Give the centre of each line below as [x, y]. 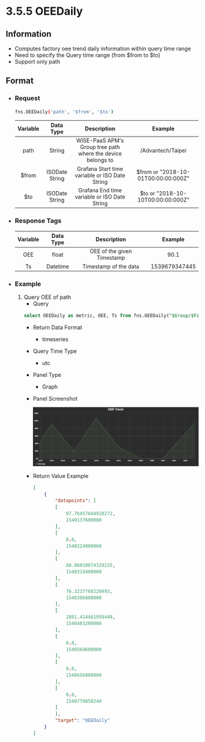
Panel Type [47, 375]
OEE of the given [111, 251]
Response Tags [38, 221]
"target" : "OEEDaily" [82, 721]
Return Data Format [58, 327]
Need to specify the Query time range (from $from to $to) [87, 55]
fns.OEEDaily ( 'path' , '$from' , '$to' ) [64, 112]
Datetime [58, 266]
